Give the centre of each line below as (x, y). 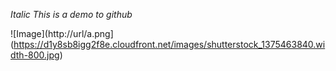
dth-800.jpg (35, 55)
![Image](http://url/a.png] (62, 33)
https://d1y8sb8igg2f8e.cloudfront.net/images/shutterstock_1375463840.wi (169, 44)
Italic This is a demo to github (71, 14)
